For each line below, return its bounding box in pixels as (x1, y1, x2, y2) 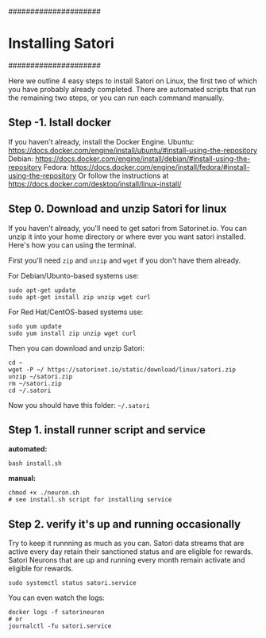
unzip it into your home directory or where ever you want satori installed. (8, 232, 246, 241)
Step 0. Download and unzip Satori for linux (8, 202, 227, 216)
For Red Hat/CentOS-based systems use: (8, 307, 144, 317)
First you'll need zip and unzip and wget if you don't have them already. (8, 256, 241, 265)
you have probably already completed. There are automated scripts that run (8, 84, 256, 94)
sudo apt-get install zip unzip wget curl (8, 293, 151, 301)
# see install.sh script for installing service (8, 496, 172, 504)
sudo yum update (8, 322, 62, 330)
